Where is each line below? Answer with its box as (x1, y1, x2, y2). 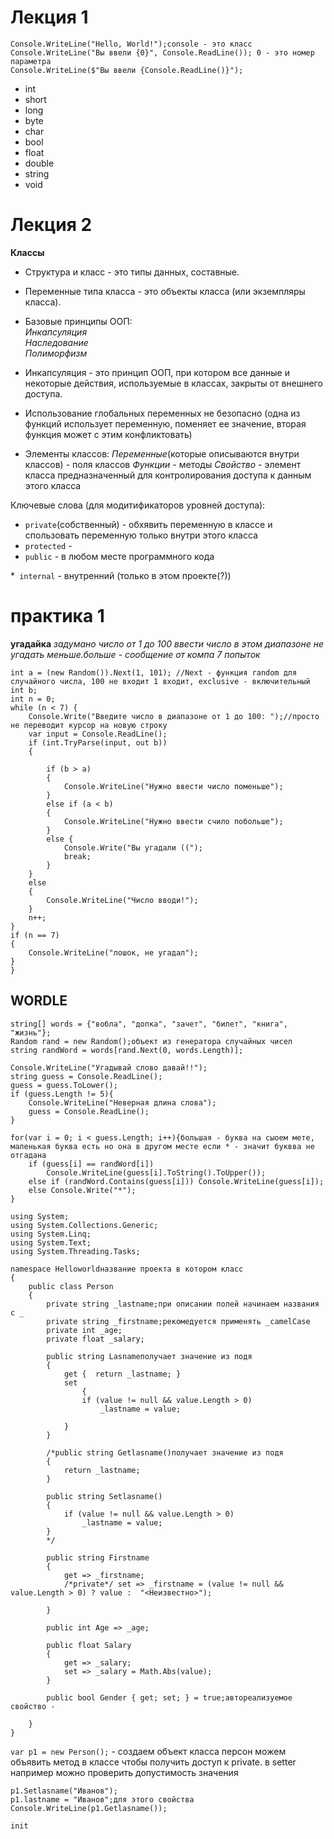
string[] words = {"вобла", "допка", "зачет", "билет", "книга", (10, 1019, 288, 1029)
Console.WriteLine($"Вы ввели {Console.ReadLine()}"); (10, 65, 244, 75)
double (24, 157, 55, 169)
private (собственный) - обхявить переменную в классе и (24, 518, 273, 530)
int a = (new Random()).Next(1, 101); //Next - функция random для (10, 667, 298, 678)
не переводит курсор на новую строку (10, 720, 168, 730)
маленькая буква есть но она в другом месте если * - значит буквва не (10, 1141, 315, 1151)
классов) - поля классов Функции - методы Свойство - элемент (24, 458, 302, 470)
